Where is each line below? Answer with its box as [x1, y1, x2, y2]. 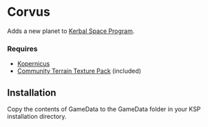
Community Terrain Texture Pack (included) [17, 67, 141, 76]
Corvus [7, 4, 50, 20]
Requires [7, 44, 38, 54]
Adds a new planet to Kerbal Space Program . [7, 27, 135, 35]
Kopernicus [17, 60, 50, 68]
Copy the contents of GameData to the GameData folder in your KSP [7, 105, 201, 113]
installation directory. [7, 113, 67, 121]
